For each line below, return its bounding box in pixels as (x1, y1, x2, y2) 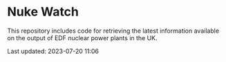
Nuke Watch (7, 4, 79, 20)
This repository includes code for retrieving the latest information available (7, 27, 220, 35)
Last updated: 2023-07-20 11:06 (7, 47, 99, 55)
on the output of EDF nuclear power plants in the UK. (7, 33, 158, 42)
